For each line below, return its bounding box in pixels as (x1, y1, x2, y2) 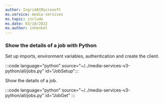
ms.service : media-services (5, 12, 64, 17)
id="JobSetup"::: (45, 68, 79, 74)
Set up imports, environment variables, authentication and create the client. (5, 53, 160, 59)
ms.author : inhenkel (5, 26, 48, 31)
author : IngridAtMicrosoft (5, 7, 61, 12)
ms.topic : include (5, 16, 43, 21)
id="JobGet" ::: (45, 93, 76, 99)
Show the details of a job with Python (5, 42, 97, 49)
